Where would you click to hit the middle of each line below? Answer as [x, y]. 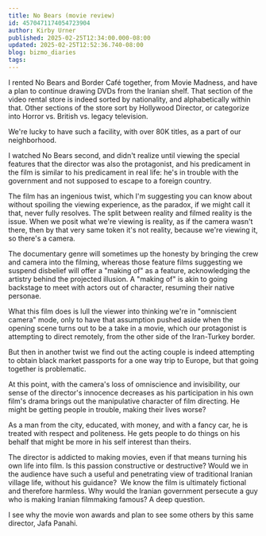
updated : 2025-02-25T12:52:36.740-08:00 [76, 45]
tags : [17, 60]
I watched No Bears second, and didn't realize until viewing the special [124, 155]
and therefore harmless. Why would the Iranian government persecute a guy [133, 491]
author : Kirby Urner [42, 30]
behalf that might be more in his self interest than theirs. [100, 442]
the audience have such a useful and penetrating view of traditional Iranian [131, 474]
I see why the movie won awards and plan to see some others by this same [131, 515]
